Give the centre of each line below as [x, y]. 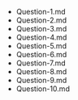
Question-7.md [41, 63]
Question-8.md [41, 71]
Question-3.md [41, 29]
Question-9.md [41, 80]
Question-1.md [41, 12]
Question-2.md [41, 20]
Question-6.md [41, 54]
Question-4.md [41, 37]
